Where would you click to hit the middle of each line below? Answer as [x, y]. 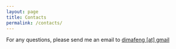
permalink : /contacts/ [34, 23]
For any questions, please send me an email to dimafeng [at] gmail [88, 40]
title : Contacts [26, 17]
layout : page [22, 12]
